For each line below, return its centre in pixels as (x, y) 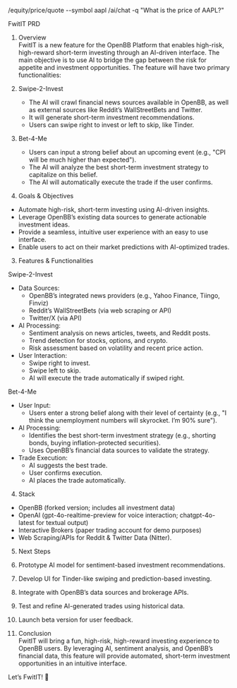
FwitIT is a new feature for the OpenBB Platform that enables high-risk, (121, 45)
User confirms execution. (66, 473)
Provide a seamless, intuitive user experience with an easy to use (113, 232)
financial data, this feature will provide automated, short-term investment (124, 656)
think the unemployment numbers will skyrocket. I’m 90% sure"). (123, 420)
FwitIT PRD (24, 24)
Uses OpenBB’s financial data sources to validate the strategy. (119, 450)
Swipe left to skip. (55, 370)
